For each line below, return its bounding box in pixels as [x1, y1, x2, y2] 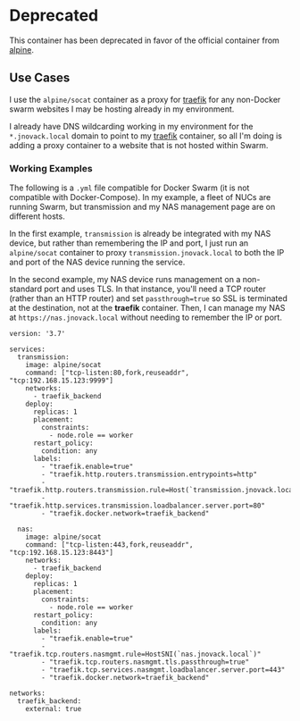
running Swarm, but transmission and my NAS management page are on [9, 202, 276, 213]
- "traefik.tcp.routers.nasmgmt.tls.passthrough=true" [41, 658, 250, 667]
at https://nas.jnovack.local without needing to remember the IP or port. [9, 312, 283, 323]
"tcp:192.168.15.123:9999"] [9, 376, 114, 385]
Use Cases [9, 71, 71, 86]
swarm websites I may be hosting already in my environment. [9, 104, 235, 114]
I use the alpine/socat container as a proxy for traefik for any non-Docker [9, 94, 281, 105]
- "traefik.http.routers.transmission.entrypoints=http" [41, 470, 257, 479]
